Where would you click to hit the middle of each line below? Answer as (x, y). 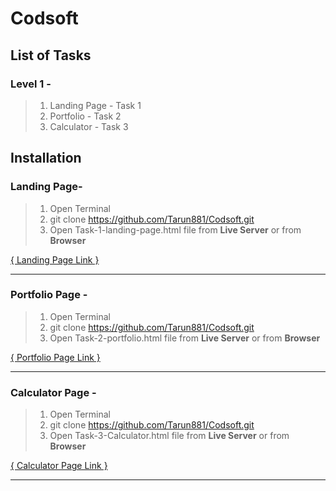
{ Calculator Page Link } (59, 466)
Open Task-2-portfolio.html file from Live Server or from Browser (185, 338)
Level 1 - (31, 84)
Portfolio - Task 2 (85, 116)
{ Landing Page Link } (55, 259)
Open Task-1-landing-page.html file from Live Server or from (175, 229)
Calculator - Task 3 (89, 126)
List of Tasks (51, 55)
